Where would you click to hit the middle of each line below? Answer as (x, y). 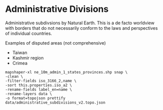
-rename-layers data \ (29, 94)
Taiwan (20, 53)
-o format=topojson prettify (35, 98)
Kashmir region (28, 57)
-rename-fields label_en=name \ (39, 89)
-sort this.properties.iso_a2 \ (39, 85)
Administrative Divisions (57, 9)
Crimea (20, 63)
